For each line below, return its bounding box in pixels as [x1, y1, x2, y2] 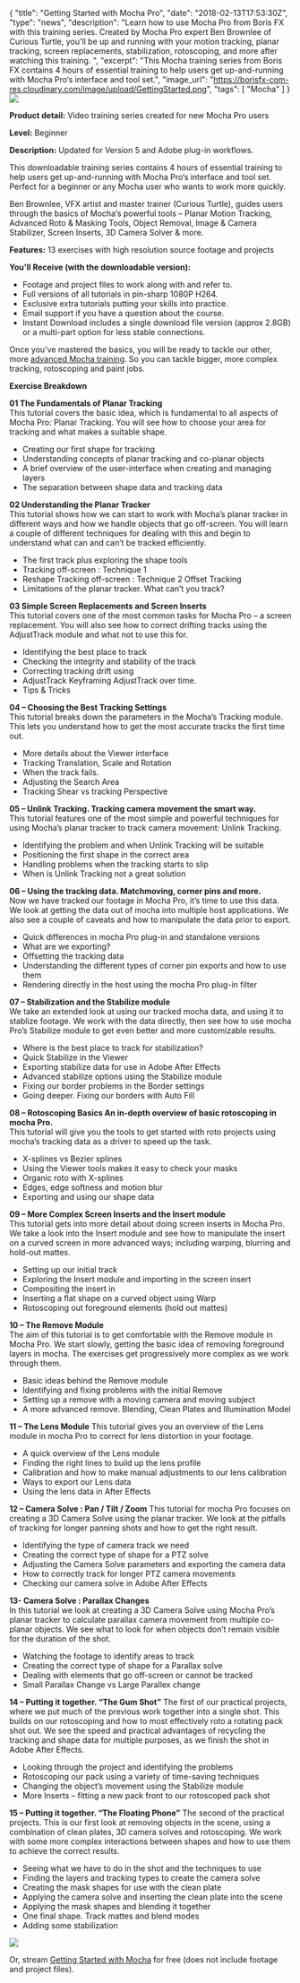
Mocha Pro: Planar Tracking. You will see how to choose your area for [9, 417, 267, 427]
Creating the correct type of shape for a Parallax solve [21, 1660, 223, 1670]
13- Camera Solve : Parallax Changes [9, 1595, 150, 1606]
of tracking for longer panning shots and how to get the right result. [9, 1522, 258, 1533]
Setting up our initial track [21, 1264, 118, 1275]
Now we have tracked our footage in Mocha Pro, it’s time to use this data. [9, 895, 279, 906]
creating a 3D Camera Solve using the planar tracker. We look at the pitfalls [9, 1513, 287, 1523]
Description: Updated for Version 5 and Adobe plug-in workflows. [9, 145, 253, 155]
